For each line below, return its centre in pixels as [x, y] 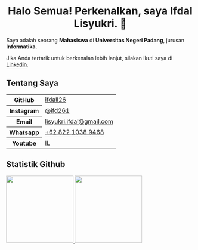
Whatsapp [24, 132]
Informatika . [22, 47]
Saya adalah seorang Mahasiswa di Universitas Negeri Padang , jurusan [95, 40]
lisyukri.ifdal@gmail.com [79, 121]
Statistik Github [36, 164]
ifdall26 [56, 100]
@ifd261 [57, 110]
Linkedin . [17, 64]
